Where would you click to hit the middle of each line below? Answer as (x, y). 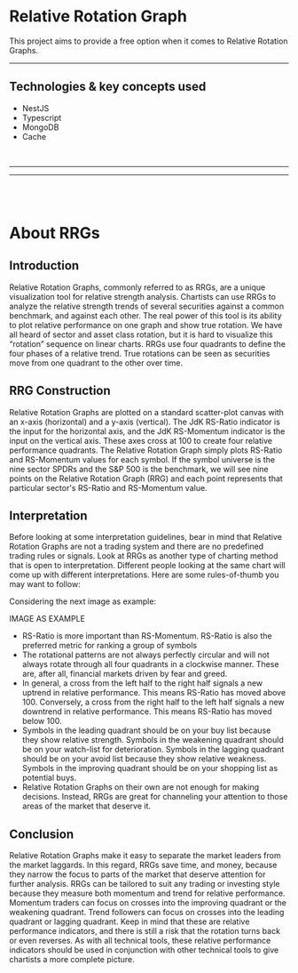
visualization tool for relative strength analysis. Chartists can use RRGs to (143, 296)
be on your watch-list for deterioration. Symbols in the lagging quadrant (153, 750)
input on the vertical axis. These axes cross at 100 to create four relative (141, 440)
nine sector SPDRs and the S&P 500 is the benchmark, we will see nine (139, 469)
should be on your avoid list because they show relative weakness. (144, 759)
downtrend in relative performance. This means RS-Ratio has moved (147, 712)
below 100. (42, 721)
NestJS (35, 108)
